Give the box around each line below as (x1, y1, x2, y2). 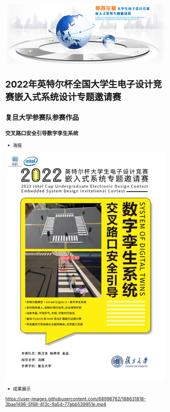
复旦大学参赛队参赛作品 (5, 113, 79, 122)
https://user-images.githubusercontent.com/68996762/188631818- (5, 396, 146, 402)
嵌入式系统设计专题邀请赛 (14, 91, 122, 103)
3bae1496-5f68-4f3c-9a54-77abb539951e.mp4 (5, 401, 106, 407)
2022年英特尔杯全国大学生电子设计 (5, 79, 153, 90)
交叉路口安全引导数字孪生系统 (5, 130, 79, 137)
